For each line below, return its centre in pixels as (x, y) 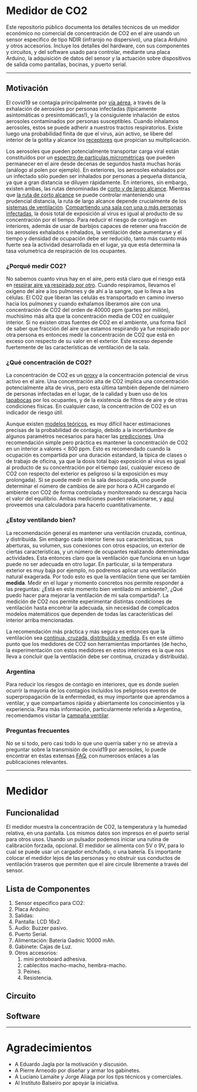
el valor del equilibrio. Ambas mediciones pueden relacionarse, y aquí (90, 499)
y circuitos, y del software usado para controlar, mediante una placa (88, 52)
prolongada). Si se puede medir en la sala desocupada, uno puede (86, 480)
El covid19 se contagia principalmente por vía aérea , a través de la (86, 102)
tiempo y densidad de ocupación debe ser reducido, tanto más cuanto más (97, 238)
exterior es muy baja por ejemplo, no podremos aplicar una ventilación (91, 570)
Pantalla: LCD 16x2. (38, 922)
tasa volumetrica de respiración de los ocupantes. (67, 251)
